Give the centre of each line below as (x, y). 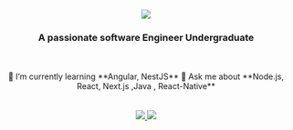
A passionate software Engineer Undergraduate (146, 38)
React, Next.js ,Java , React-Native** (146, 86)
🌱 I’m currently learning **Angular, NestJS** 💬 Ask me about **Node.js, (146, 76)
